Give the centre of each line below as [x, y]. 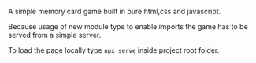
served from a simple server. [55, 35]
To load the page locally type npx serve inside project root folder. [114, 50]
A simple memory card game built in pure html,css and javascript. [115, 11]
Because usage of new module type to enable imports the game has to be [128, 26]
